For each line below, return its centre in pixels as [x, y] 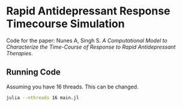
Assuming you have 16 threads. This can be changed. [72, 87]
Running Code [34, 72]
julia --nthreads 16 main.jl [43, 97]
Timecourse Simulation [65, 24]
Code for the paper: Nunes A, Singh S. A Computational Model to [87, 40]
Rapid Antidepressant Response [88, 11]
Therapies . [20, 53]
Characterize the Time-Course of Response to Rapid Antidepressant [91, 47]
